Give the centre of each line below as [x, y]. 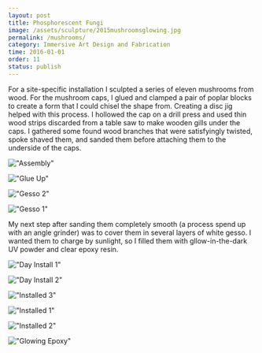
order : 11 [24, 60]
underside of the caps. [45, 147]
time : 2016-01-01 [37, 52]
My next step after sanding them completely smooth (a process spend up [127, 224]
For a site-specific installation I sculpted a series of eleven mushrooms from [131, 89]
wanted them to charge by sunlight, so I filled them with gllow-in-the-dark [128, 240]
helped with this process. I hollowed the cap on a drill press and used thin [127, 114]
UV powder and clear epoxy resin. [63, 249]
